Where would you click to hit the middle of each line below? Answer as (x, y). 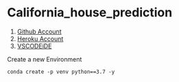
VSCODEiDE (34, 46)
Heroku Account (40, 38)
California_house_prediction (90, 13)
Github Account (39, 31)
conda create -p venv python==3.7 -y (61, 72)
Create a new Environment (45, 59)
